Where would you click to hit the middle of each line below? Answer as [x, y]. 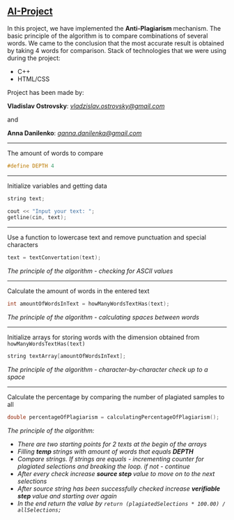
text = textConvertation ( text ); [54, 258]
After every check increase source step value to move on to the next [116, 473]
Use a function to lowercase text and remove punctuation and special [107, 237]
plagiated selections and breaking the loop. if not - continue [103, 466]
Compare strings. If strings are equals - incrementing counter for [110, 459]
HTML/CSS [33, 79]
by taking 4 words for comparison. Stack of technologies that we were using [117, 50]
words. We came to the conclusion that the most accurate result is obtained [116, 43]
